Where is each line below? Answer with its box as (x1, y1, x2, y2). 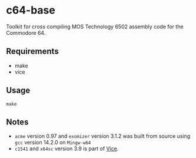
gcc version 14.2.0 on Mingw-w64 (14, 139, 91, 146)
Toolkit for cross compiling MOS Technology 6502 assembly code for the (6, 23, 184, 30)
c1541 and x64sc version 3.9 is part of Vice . (14, 145, 119, 152)
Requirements (6, 47, 59, 57)
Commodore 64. (6, 29, 46, 36)
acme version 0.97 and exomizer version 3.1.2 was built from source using (14, 133, 191, 140)
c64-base (6, 4, 56, 17)
